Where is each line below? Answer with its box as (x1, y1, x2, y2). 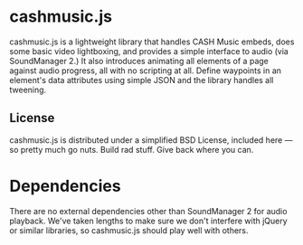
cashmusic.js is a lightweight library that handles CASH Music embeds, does (9, 36, 295, 47)
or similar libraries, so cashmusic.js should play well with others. (9, 224, 249, 236)
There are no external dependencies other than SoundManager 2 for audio (9, 205, 288, 216)
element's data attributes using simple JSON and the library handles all (9, 74, 274, 85)
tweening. (9, 84, 47, 95)
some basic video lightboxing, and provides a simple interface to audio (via (9, 45, 289, 56)
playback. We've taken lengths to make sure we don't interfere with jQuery (9, 215, 288, 226)
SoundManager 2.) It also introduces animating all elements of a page (9, 55, 269, 66)
